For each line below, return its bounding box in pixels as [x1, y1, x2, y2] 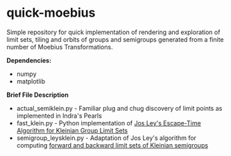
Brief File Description [6, 91, 69, 99]
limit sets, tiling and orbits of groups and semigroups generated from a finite [6, 35, 224, 43]
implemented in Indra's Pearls [16, 111, 102, 120]
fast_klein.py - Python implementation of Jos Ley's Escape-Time [16, 118, 202, 127]
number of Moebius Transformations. [6, 42, 113, 51]
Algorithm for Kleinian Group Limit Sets [16, 126, 128, 134]
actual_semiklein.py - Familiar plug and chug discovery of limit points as [16, 104, 223, 112]
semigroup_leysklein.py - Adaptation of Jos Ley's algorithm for [16, 134, 197, 142]
